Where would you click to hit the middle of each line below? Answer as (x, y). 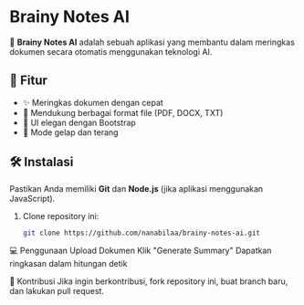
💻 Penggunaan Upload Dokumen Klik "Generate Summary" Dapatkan (141, 251)
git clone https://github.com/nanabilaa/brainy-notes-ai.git (142, 233)
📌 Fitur (29, 81)
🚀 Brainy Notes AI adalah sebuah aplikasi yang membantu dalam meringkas (152, 42)
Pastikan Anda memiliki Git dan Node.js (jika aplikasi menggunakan (136, 188)
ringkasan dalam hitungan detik (68, 264)
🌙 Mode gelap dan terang (70, 132)
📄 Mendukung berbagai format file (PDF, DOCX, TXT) (123, 112)
